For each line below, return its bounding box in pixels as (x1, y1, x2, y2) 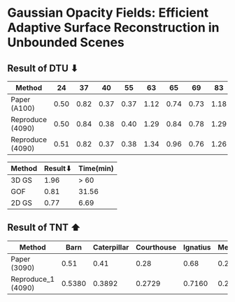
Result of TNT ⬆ (7, 222, 81, 234)
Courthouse (136, 242, 177, 252)
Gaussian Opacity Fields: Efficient (7, 5, 209, 21)
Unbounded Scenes (7, 35, 124, 50)
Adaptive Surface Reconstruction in (7, 20, 220, 36)
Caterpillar (93, 242, 129, 252)
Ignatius (183, 242, 211, 252)
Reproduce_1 (10, 274, 55, 284)
